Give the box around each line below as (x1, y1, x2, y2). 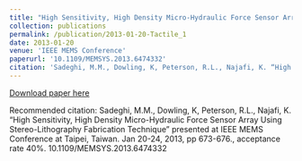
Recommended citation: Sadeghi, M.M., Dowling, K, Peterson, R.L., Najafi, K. (9, 105, 292, 115)
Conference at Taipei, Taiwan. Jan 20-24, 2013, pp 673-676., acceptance (9, 133, 281, 144)
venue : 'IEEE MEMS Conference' (9, 47, 127, 55)
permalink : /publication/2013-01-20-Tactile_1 (9, 30, 187, 38)
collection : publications (9, 21, 106, 30)
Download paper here (9, 87, 90, 98)
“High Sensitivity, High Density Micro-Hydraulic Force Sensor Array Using (9, 114, 283, 125)
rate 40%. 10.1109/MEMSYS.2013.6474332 (9, 142, 168, 153)
